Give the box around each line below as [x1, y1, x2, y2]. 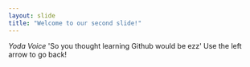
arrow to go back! [8, 49, 67, 59]
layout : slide [8, 11, 56, 20]
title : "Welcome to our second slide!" [8, 19, 142, 27]
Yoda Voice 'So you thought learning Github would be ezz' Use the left [8, 41, 243, 50]
